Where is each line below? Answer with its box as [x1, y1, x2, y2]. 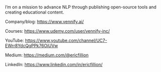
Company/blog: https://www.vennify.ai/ [5, 19, 84, 24]
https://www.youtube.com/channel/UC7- [25, 37, 107, 43]
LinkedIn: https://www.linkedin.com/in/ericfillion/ [5, 62, 103, 67]
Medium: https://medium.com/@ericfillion [5, 52, 89, 58]
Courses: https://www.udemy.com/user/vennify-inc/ [5, 28, 110, 34]
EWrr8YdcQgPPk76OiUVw [5, 43, 59, 48]
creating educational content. [5, 9, 64, 15]
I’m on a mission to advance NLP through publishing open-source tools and [5, 4, 157, 10]
